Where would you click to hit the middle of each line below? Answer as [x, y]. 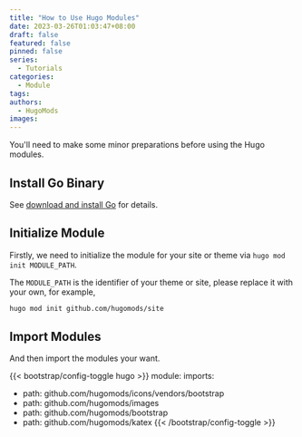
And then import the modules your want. [85, 358]
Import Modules [55, 337]
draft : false [34, 34]
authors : [26, 102]
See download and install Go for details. [84, 204]
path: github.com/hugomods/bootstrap [95, 413]
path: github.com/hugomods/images [91, 403]
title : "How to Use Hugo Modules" [75, 18]
